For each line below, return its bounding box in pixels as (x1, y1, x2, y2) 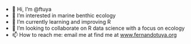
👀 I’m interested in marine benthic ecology (11, 12, 116, 19)
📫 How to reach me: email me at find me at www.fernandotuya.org (11, 32, 177, 38)
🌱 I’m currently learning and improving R (11, 18, 111, 25)
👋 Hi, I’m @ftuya (11, 6, 52, 12)
